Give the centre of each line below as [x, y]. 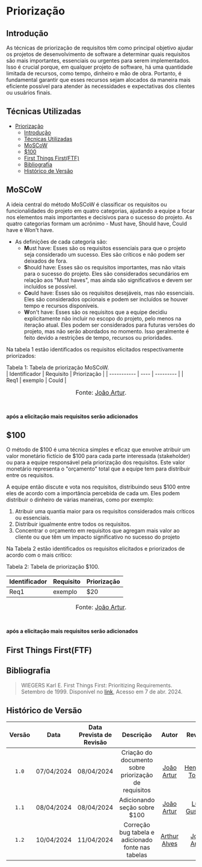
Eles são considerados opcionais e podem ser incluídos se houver [106, 299]
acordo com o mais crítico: [39, 555]
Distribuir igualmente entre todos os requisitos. [73, 524]
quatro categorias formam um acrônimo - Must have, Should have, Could [97, 224]
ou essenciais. [33, 518]
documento [137, 760]
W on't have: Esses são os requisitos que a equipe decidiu [95, 312]
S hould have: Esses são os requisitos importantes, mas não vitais [105, 267]
